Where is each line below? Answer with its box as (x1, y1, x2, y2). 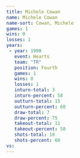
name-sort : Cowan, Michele (6, 20, 74, 26)
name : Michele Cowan (6, 14, 58, 20)
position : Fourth (14, 64, 58, 71)
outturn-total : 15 (14, 98, 61, 104)
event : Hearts (14, 53, 50, 59)
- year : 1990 (8, 48, 42, 54)
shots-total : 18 (14, 132, 55, 138)
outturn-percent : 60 (14, 103, 66, 110)
